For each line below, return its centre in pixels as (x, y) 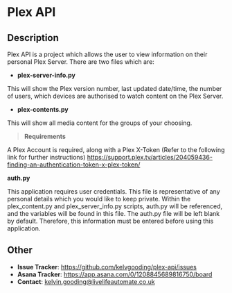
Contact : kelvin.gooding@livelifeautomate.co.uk (86, 281)
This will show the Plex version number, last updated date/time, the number (115, 89)
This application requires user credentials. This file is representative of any (114, 191)
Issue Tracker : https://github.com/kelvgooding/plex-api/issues (107, 267)
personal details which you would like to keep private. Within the (99, 199)
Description (33, 38)
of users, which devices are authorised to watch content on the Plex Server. (115, 96)
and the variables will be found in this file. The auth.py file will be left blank (114, 214)
